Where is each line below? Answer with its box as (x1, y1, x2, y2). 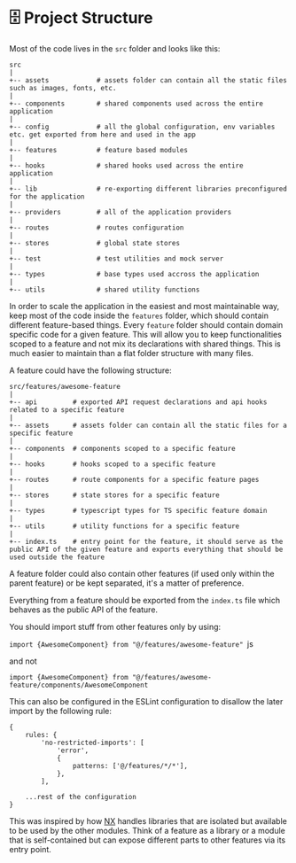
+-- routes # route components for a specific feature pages (9, 475, 260, 484)
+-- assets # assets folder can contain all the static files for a (9, 421, 288, 430)
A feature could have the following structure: (9, 365, 173, 376)
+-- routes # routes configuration (9, 223, 184, 232)
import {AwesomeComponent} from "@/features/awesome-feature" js (9, 638, 254, 649)
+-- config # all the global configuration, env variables (9, 122, 276, 131)
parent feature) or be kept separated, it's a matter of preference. (9, 578, 245, 588)
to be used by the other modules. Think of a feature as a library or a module (9, 825, 285, 836)
